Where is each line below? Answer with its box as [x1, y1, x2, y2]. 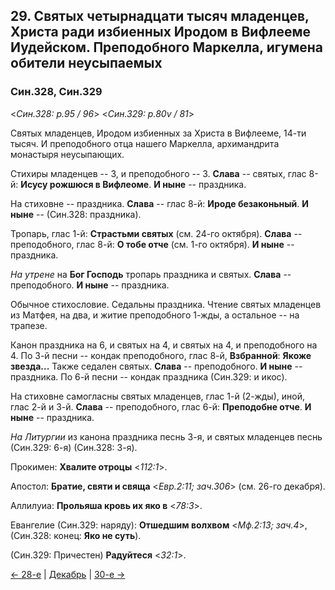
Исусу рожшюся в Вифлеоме [20, 178, 150, 190]
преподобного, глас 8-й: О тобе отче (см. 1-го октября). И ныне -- [10, 238, 295, 250]
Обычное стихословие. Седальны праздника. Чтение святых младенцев [10, 298, 322, 310]
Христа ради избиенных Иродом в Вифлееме [10, 24, 311, 41]
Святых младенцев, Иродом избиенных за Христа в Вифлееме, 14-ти [10, 127, 307, 139]
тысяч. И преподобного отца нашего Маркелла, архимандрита [10, 137, 280, 149]
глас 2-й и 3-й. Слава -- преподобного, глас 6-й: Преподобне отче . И [10, 400, 312, 413]
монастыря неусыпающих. [10, 148, 125, 160]
